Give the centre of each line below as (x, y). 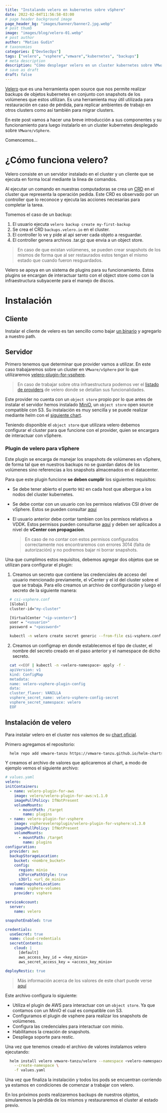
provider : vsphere (33, 893)
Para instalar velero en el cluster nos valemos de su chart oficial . (71, 735)
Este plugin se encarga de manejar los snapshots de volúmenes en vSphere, (83, 459)
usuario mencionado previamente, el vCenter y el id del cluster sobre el (85, 579)
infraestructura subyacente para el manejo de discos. (60, 280)
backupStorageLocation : (34, 856)
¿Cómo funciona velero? (57, 160)
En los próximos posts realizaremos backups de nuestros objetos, (73, 1095)
